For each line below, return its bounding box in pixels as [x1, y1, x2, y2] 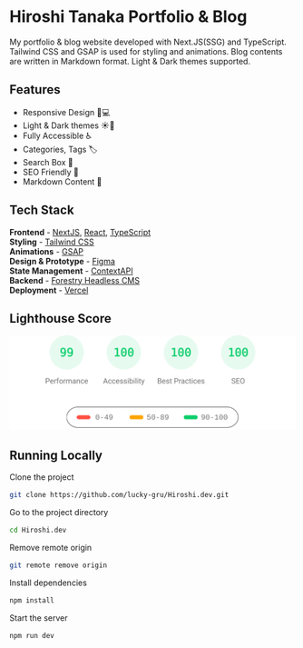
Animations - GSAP [9, 245, 84, 256]
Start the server [9, 612, 68, 623]
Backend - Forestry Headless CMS [9, 274, 141, 285]
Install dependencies [9, 577, 88, 588]
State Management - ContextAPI [9, 265, 133, 276]
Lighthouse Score [9, 311, 112, 326]
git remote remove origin [9, 561, 107, 570]
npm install [9, 595, 54, 605]
